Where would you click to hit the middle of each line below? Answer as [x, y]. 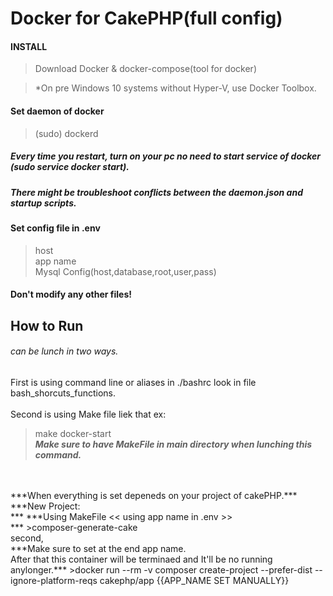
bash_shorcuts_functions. [63, 393]
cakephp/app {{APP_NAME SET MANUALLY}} [194, 580]
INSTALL [29, 46]
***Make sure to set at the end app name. [98, 548]
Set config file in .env [55, 228]
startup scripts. [43, 203]
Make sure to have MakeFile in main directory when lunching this [173, 444]
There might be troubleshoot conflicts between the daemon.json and [156, 192]
